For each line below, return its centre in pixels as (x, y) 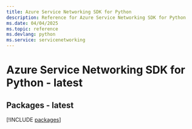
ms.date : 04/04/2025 (33, 23)
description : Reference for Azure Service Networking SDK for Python (96, 18)
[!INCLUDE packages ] (34, 120)
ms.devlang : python (31, 35)
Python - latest (45, 83)
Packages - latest (40, 105)
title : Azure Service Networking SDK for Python (69, 12)
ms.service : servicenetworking (46, 40)
